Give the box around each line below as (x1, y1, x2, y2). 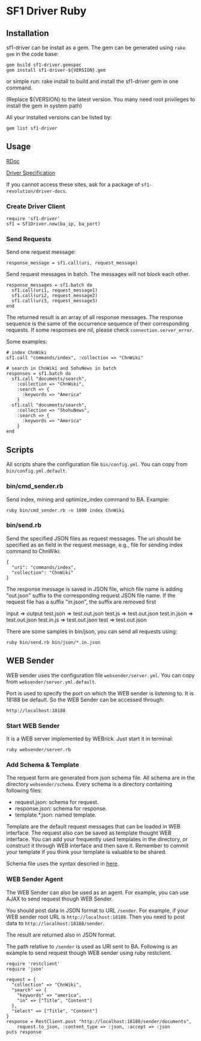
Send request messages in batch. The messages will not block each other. (6, 271, 190, 278)
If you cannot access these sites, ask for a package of (6, 181, 140, 188)
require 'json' (6, 966, 44, 972)
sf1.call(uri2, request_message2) (11, 293, 98, 299)
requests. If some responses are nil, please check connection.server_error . (6, 326, 194, 334)
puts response (6, 1029, 42, 1035)
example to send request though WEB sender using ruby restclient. (6, 949, 172, 956)
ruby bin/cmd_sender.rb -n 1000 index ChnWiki (6, 507, 125, 514)
